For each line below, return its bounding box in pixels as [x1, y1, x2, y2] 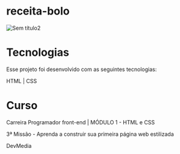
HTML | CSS [6, 77, 37, 84]
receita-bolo [6, 4, 70, 18]
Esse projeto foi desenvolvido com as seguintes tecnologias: [6, 65, 157, 73]
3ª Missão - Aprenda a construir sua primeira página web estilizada [6, 130, 174, 138]
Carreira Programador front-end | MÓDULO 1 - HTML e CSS [6, 118, 155, 126]
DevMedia [6, 142, 32, 149]
